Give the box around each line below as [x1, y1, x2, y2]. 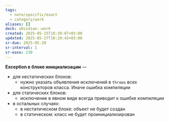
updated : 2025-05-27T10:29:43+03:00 [5, 36, 82, 41]
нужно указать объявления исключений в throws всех [20, 79, 138, 85]
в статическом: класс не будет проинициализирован [20, 111, 135, 117]
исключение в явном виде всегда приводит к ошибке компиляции [20, 95, 164, 101]
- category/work [10, 17, 44, 22]
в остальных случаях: [12, 100, 60, 106]
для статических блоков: [12, 90, 67, 96]
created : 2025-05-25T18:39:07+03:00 [5, 31, 82, 36]
